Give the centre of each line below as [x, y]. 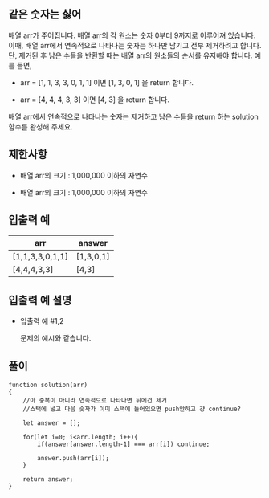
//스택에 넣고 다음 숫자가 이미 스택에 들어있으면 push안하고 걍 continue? [132, 409]
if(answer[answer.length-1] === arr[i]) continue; [124, 444]
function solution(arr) [48, 385]
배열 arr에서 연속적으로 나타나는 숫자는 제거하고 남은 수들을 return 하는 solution [133, 116]
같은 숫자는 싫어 [45, 14]
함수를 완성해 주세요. [41, 126]
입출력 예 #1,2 [42, 321]
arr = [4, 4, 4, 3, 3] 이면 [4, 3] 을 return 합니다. [95, 100]
